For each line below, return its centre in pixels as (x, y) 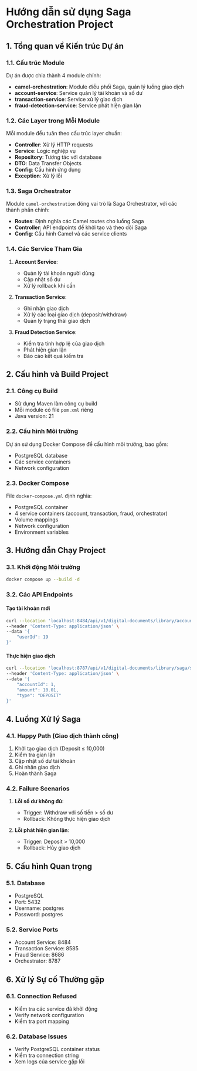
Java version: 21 (34, 416)
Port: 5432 (28, 902)
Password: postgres (39, 915)
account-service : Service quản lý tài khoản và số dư (78, 93)
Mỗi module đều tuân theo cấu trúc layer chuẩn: (64, 134)
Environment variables (42, 532)
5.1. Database (26, 883)
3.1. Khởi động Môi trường (43, 567)
